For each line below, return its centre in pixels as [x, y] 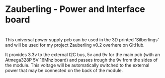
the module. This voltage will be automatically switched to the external [77, 65]
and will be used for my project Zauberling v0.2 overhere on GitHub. [75, 45]
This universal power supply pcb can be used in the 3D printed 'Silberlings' [82, 40]
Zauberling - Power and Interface [75, 9]
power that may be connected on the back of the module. [64, 71]
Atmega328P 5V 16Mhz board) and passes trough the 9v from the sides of [82, 60]
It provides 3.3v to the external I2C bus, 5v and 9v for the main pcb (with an [82, 55]
